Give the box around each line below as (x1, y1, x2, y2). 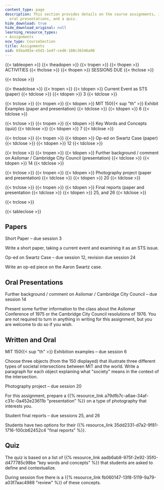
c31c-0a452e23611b (5, 397, 46, 404)
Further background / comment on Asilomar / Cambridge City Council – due (5, 291, 157, 297)
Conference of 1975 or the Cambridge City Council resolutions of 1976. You (5, 311, 156, 317)
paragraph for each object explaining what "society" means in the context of (5, 368, 159, 374)
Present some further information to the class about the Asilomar (5, 306, 136, 312)
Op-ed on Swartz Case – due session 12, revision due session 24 (5, 255, 136, 260)
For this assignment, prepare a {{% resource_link (5, 393, 103, 398)
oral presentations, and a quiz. (9, 16, 78, 21)
